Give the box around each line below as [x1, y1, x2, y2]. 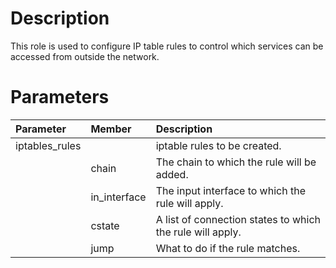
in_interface [90, 190, 147, 204]
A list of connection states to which [155, 212, 322, 226]
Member [90, 122, 132, 136]
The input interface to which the [155, 183, 306, 197]
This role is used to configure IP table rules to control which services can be [10, 40, 324, 52]
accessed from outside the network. [10, 50, 160, 62]
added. [155, 167, 189, 181]
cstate [90, 218, 120, 232]
